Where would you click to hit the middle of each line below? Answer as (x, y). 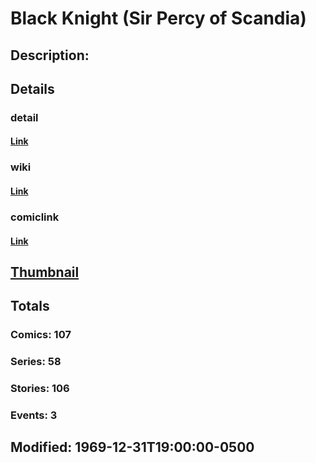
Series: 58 (36, 362)
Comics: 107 (41, 335)
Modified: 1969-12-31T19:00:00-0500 (132, 447)
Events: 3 (34, 415)
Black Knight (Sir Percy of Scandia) (158, 18)
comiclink (35, 217)
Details (32, 88)
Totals (30, 306)
